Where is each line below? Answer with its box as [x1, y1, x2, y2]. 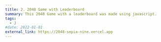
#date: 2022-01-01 [5, 25, 43, 30]
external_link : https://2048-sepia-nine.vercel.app [5, 29, 113, 34]
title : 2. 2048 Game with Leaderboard [5, 7, 84, 12]
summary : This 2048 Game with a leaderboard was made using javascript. [5, 12, 157, 16]
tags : [5, 16, 16, 21]
